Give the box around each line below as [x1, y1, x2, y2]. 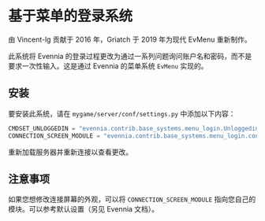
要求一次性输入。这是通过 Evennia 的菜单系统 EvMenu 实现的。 [8, 61, 208, 71]
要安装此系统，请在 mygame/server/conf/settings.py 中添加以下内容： [8, 109, 236, 118]
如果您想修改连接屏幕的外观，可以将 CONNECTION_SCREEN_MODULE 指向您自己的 [8, 194, 256, 204]
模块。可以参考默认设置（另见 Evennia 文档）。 [8, 204, 159, 214]
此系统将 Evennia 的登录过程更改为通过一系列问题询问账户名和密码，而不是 [8, 51, 252, 61]
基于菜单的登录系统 [8, 7, 133, 25]
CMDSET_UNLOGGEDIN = [8, 124, 77, 132]
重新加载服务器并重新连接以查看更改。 [8, 147, 132, 157]
